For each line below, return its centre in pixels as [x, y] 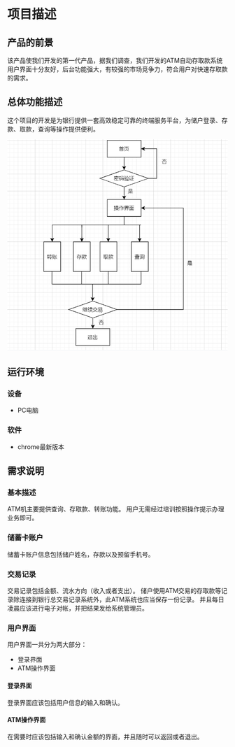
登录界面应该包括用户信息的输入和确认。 [65, 702]
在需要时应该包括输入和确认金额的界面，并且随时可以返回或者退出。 [105, 737]
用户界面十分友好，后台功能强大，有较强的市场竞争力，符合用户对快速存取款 [117, 69]
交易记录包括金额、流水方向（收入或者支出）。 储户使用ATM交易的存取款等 [114, 591]
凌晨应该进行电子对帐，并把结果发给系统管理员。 [78, 609]
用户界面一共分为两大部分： [47, 645]
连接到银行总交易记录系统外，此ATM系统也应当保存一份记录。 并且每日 [122, 599]
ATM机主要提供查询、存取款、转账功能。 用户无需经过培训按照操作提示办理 [116, 509]
